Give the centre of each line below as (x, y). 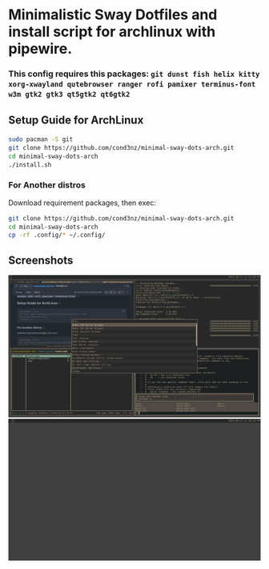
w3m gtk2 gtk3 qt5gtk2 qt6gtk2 (69, 95)
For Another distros (47, 185)
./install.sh (30, 165)
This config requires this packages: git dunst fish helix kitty (134, 74)
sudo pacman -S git (41, 139)
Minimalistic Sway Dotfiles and (113, 15)
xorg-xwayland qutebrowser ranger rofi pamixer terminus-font (132, 85)
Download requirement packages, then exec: (82, 203)
